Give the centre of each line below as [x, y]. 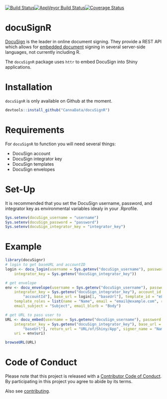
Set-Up [20, 189]
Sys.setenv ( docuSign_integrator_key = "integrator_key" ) [65, 227]
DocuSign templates [33, 164]
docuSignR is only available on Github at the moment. [59, 101]
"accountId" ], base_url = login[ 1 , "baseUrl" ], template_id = [89, 297]
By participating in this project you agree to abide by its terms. [69, 382]
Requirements [35, 130]
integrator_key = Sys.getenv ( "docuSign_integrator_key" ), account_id [88, 292]
